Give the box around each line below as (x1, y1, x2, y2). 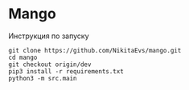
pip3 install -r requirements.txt (8, 67, 125, 76)
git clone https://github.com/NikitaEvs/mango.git (8, 46, 182, 54)
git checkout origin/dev (8, 61, 92, 68)
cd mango (8, 53, 38, 61)
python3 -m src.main (8, 74, 78, 82)
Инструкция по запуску (8, 31, 90, 41)
